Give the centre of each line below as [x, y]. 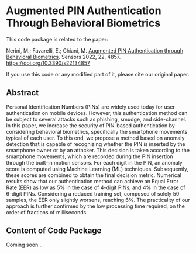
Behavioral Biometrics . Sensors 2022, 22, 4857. [63, 57]
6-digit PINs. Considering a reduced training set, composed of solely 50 [93, 193]
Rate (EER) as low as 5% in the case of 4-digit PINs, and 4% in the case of [96, 187]
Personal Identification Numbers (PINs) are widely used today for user [91, 107]
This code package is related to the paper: [57, 39]
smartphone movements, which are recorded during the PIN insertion [90, 156]
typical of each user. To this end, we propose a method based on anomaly [95, 138]
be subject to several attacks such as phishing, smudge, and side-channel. [96, 119]
